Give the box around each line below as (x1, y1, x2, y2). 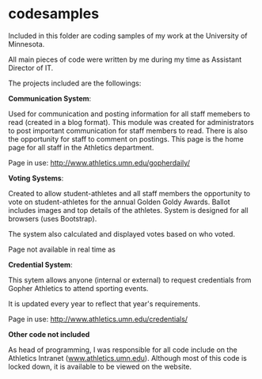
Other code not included (8, 329, 90, 339)
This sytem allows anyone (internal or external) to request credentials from (8, 275, 252, 285)
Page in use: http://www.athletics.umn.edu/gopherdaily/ (8, 157, 190, 167)
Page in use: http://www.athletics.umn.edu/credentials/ (8, 314, 188, 324)
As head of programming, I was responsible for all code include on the (8, 345, 237, 354)
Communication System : (8, 93, 92, 103)
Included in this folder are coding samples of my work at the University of (8, 31, 248, 40)
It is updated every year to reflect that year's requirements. (8, 298, 200, 309)
